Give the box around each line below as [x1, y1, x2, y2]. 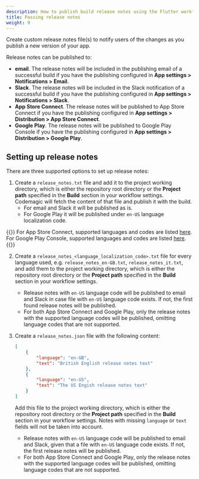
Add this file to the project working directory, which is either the [14, 404, 171, 411]
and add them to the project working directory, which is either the [14, 265, 175, 272]
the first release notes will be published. [23, 447, 121, 454]
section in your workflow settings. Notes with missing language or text [14, 417, 187, 424]
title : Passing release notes [6, 14, 81, 20]
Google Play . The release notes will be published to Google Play [14, 122, 172, 129]
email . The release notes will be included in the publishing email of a [14, 65, 182, 72]
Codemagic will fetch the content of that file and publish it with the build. [14, 198, 192, 205]
